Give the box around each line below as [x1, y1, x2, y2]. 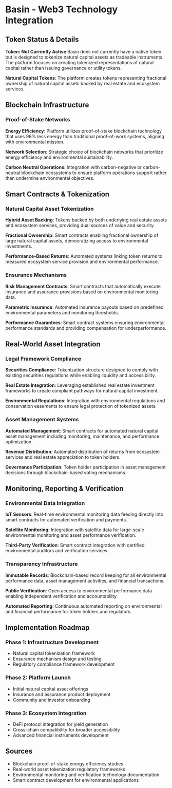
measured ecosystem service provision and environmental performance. [5, 258, 159, 265]
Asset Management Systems [5, 416, 79, 423]
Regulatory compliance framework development [12, 661, 115, 667]
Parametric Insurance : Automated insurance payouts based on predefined [5, 304, 164, 310]
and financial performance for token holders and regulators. [5, 608, 132, 614]
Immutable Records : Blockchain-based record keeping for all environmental [5, 572, 167, 578]
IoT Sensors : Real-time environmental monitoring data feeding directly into [5, 511, 164, 517]
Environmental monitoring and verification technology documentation [12, 772, 160, 778]
